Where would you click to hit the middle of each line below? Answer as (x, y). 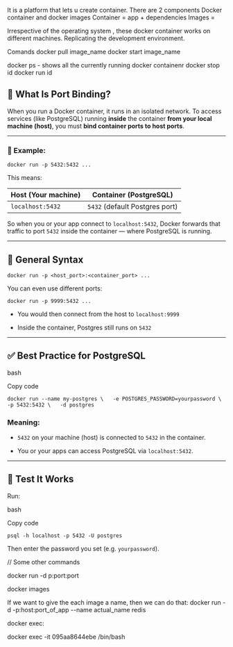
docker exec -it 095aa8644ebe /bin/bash (66, 637)
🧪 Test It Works (41, 479)
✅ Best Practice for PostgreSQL (76, 356)
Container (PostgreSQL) (132, 195)
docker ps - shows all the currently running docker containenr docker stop (114, 65)
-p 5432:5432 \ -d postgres (51, 405)
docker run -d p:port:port (43, 575)
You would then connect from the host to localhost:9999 (98, 314)
